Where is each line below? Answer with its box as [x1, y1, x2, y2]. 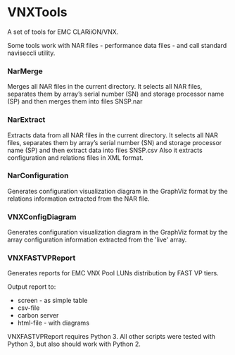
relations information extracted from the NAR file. [7, 194, 150, 203]
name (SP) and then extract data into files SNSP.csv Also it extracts [7, 146, 203, 154]
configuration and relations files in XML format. [7, 153, 144, 162]
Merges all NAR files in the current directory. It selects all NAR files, [7, 82, 203, 91]
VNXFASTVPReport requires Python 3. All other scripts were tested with [7, 332, 216, 341]
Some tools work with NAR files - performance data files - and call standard [7, 41, 227, 49]
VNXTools [7, 4, 68, 20]
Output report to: [7, 282, 56, 291]
